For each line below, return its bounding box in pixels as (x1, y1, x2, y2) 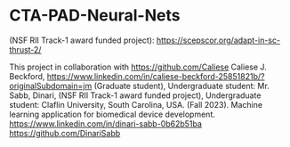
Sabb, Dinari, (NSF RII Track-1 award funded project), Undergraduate (9, 90, 262, 101)
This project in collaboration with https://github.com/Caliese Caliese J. (9, 61, 267, 72)
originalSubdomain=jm (9, 80, 93, 91)
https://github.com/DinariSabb (9, 127, 121, 138)
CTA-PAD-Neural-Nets (9, 5, 181, 26)
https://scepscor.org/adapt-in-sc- (156, 35, 281, 45)
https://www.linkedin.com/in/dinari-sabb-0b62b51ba (9, 118, 203, 129)
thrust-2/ (9, 44, 42, 54)
